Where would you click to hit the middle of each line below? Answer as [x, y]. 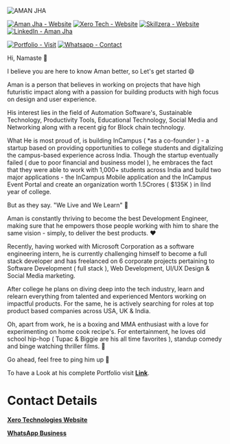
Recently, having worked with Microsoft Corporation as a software [101, 246]
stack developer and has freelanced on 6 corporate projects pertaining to [111, 261]
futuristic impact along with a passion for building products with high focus [113, 92]
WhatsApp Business [37, 433]
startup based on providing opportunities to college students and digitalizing [115, 148]
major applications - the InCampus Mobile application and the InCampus [109, 177]
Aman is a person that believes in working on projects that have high [104, 85]
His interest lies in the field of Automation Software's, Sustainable [100, 113]
